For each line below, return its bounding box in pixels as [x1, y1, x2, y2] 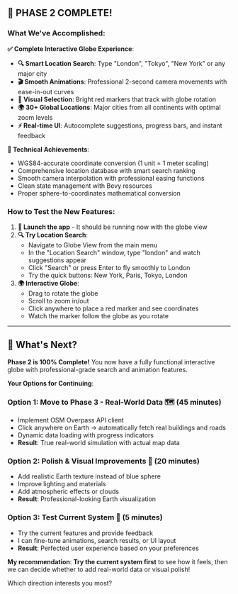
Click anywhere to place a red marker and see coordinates [28, 304, 199, 313]
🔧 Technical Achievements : [7, 145, 90, 153]
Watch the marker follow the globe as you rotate [28, 311, 169, 320]
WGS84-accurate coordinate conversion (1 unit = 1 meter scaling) [17, 159, 209, 167]
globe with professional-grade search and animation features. [7, 365, 188, 374]
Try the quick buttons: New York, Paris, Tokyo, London [28, 271, 188, 279]
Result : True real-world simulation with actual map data [17, 439, 181, 447]
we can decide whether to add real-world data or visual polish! [7, 565, 191, 573]
